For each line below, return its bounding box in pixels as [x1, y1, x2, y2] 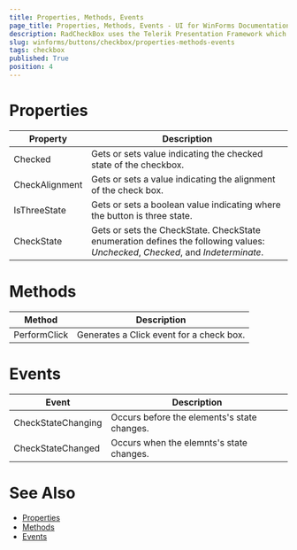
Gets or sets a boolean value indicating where [91, 198, 281, 211]
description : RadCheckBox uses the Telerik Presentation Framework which [9, 29, 287, 38]
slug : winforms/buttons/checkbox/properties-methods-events [9, 37, 236, 47]
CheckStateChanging [13, 416, 103, 429]
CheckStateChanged [13, 442, 100, 454]
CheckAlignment [13, 178, 83, 190]
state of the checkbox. [91, 159, 184, 171]
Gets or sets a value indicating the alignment [91, 173, 276, 185]
